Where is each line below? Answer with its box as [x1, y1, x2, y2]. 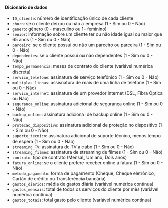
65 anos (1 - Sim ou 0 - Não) [12, 37, 71, 43]
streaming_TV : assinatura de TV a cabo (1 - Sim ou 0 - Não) [12, 144, 134, 150]
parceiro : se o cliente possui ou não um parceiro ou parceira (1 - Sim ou [12, 42, 161, 48]
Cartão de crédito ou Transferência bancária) [12, 176, 106, 182]
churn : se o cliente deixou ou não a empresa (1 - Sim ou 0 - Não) [12, 21, 145, 27]
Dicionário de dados [5, 4, 48, 10]
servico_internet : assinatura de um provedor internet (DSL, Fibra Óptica [12, 90, 163, 96]
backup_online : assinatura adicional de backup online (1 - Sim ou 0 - [12, 111, 153, 118]
